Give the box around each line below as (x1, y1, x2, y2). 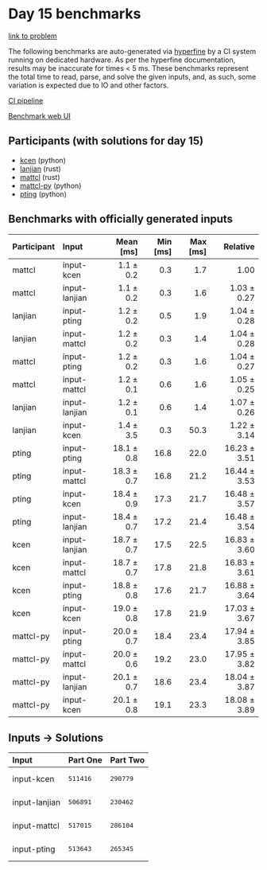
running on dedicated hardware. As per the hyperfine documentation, (8, 55, 236, 64)
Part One (68, 755, 103, 766)
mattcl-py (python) (19, 181, 82, 190)
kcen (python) (19, 155, 66, 165)
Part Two (110, 755, 145, 766)
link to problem (8, 31, 57, 41)
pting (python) (19, 189, 68, 199)
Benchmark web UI (8, 111, 72, 120)
